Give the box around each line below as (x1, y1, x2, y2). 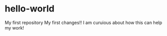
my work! (5, 24, 24, 30)
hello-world (5, 3, 55, 14)
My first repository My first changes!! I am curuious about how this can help (5, 19, 162, 25)
